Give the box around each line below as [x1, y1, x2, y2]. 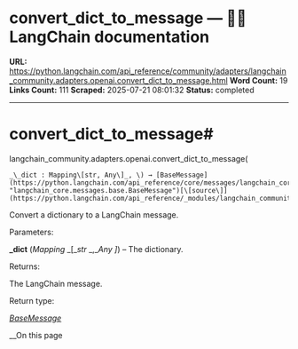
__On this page [9, 329, 64, 340]
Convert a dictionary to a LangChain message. [9, 209, 179, 220]
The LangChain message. [9, 278, 103, 289]
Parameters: [9, 226, 54, 237]
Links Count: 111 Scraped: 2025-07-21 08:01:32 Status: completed [9, 84, 255, 95]
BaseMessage [9, 313, 62, 323]
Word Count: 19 [229, 75, 288, 85]
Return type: [9, 295, 55, 305]
